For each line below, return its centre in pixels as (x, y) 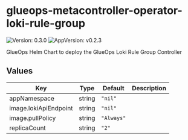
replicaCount (28, 128)
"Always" (113, 118)
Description (149, 88)
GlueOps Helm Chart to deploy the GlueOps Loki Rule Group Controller (94, 52)
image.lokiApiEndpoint (41, 108)
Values (20, 71)
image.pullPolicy (33, 118)
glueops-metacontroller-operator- (94, 11)
